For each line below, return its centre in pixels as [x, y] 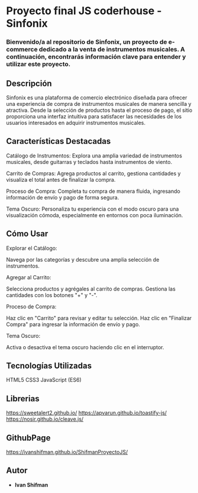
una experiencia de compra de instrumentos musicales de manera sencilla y [99, 104]
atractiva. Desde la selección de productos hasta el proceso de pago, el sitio [99, 110]
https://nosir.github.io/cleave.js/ [45, 419]
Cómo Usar [27, 234]
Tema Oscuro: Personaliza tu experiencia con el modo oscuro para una [92, 209]
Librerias [23, 399]
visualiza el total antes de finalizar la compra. [61, 179]
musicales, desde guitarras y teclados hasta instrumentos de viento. [89, 162]
